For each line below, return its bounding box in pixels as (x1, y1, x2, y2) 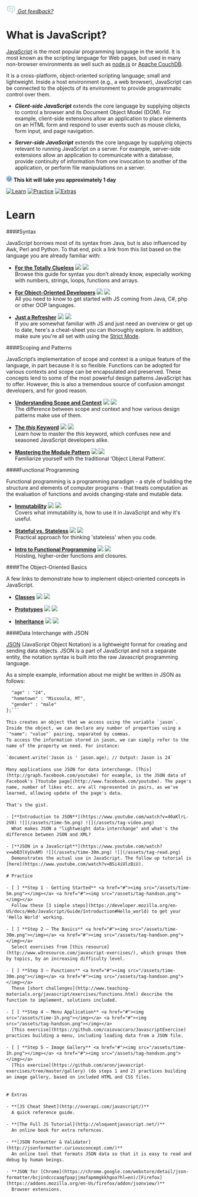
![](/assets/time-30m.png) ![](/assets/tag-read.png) (46, 849, 181, 855)
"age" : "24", (11, 690, 46, 695)
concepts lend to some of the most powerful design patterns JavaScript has (6, 374, 191, 381)
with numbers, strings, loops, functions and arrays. (14, 277, 139, 284)
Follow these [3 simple (11, 902, 70, 908)
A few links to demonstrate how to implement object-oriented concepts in (6, 575, 186, 582)
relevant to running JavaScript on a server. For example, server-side (14, 145, 181, 152)
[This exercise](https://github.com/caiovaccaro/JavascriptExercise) (11, 1027, 186, 1033)
